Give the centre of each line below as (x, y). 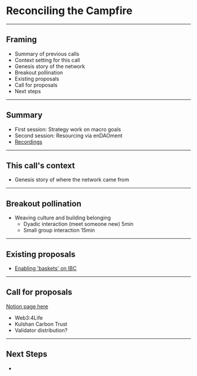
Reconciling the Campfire (69, 11)
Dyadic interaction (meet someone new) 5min (78, 224)
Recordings (28, 141)
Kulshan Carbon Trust (41, 324)
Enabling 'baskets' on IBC (45, 268)
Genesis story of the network (50, 66)
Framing (21, 40)
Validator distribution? (41, 330)
